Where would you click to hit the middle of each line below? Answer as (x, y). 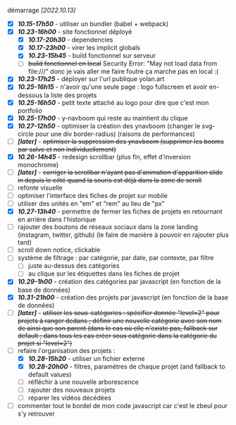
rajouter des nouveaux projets (72, 390)
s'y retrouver (36, 414)
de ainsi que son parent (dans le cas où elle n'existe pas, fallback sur (118, 328)
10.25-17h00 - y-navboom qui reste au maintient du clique (103, 118)
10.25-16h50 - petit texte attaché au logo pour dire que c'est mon (113, 102)
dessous (30, 95)
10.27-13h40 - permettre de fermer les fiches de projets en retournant (120, 211)
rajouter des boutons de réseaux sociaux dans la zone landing (108, 227)
